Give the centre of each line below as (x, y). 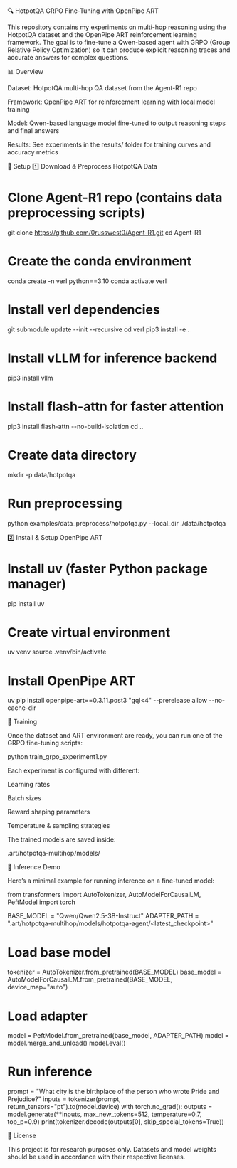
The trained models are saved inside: (62, 839)
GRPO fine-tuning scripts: (45, 743)
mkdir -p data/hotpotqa (42, 474)
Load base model (59, 952)
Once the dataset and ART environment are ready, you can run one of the (115, 736)
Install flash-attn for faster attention (116, 407)
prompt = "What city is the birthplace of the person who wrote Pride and (114, 1092)
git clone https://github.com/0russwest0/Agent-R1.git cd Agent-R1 (104, 232)
